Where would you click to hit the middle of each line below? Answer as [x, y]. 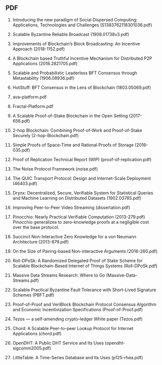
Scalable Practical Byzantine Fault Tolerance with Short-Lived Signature [84, 290]
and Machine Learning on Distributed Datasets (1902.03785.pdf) [77, 198]
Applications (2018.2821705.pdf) [45, 63]
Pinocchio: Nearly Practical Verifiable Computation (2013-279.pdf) [79, 217]
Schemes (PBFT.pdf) [33, 295]
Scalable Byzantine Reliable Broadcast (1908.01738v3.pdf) [71, 34]
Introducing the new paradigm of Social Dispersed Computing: [75, 19]
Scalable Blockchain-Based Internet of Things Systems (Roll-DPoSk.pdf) [85, 266]
